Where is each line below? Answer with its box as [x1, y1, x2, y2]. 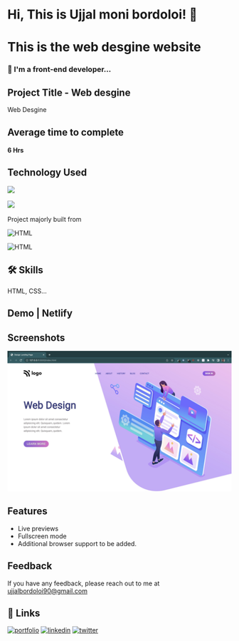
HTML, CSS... [7, 287, 48, 295]
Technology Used [7, 167, 87, 179]
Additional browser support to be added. [17, 539, 137, 548]
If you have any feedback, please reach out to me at [7, 579, 160, 588]
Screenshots [7, 332, 65, 344]
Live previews [17, 524, 59, 533]
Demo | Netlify [7, 307, 73, 319]
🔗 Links [7, 607, 41, 619]
